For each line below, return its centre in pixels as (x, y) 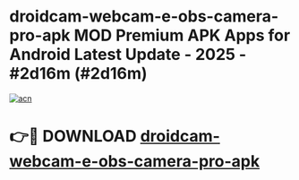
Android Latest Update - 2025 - (128, 55)
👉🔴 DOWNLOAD (73, 137)
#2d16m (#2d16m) (78, 74)
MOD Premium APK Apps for (182, 35)
